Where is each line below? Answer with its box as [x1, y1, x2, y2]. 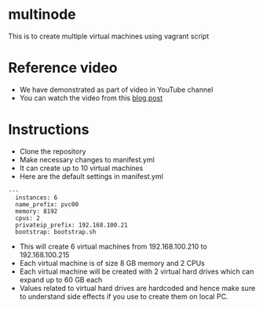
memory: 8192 [15, 207, 58, 215]
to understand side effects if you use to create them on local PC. [19, 292, 228, 301]
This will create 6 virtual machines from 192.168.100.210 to [19, 242, 208, 251]
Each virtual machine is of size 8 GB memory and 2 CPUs [19, 258, 206, 267]
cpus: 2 [15, 214, 41, 222]
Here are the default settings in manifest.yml [19, 171, 163, 181]
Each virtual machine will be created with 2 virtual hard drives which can [19, 267, 254, 276]
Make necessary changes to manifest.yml [19, 154, 155, 164]
